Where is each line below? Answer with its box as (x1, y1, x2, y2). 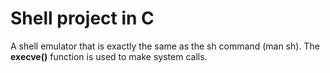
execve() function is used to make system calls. (10, 50, 208, 62)
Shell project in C (10, 7, 155, 30)
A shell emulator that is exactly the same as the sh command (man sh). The (10, 40, 320, 52)
